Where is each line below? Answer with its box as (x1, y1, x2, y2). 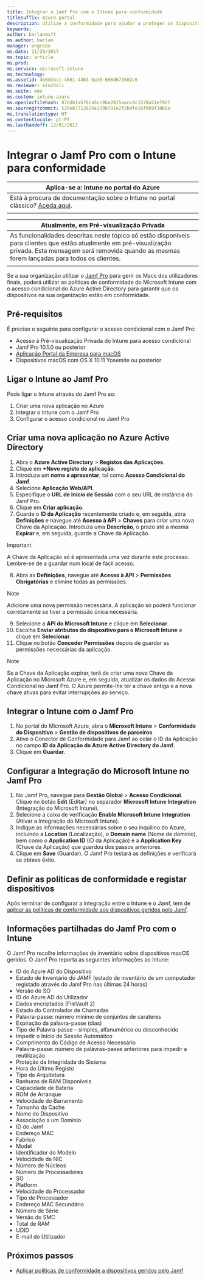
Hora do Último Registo (15, 1064, 75, 1072)
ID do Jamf (15, 1123, 44, 1130)
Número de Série (15, 1207, 59, 1214)
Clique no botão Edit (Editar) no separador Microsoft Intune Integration (15, 798, 196, 806)
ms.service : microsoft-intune (7, 65, 84, 72)
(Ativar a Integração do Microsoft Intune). (15, 817, 120, 825)
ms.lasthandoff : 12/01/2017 (7, 122, 78, 128)
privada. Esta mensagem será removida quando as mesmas (10, 247, 181, 255)
